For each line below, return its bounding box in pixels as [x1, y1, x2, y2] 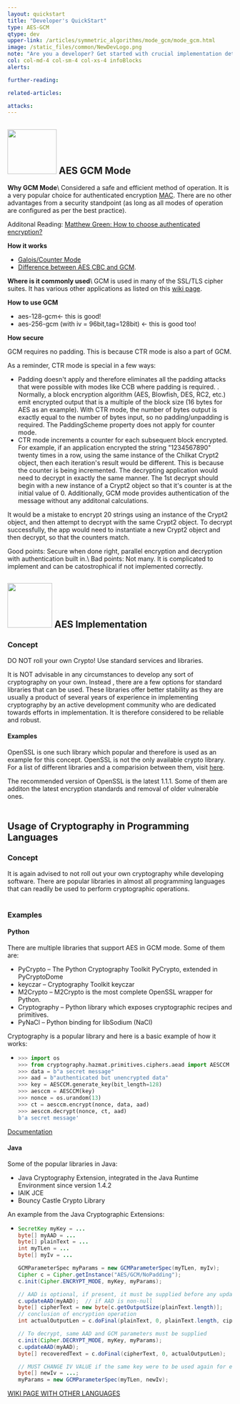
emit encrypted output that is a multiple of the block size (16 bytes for [17, 398, 223, 407]
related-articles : [7, 89, 62, 96]
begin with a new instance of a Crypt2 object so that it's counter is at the [17, 482, 232, 490]
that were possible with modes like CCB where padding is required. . [17, 383, 219, 392]
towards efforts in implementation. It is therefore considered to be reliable [7, 708, 224, 717]
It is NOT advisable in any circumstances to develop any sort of [7, 669, 194, 679]
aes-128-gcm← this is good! [17, 312, 101, 321]
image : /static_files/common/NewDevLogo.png [7, 44, 142, 51]
